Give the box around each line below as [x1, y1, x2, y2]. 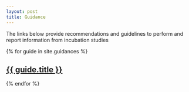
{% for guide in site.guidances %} [6, 47, 88, 54]
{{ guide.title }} [6, 64, 63, 74]
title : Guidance [6, 14, 46, 20]
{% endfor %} [6, 80, 40, 87]
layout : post [6, 8, 38, 15]
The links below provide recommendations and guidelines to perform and [6, 30, 184, 37]
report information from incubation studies [6, 36, 109, 43]
